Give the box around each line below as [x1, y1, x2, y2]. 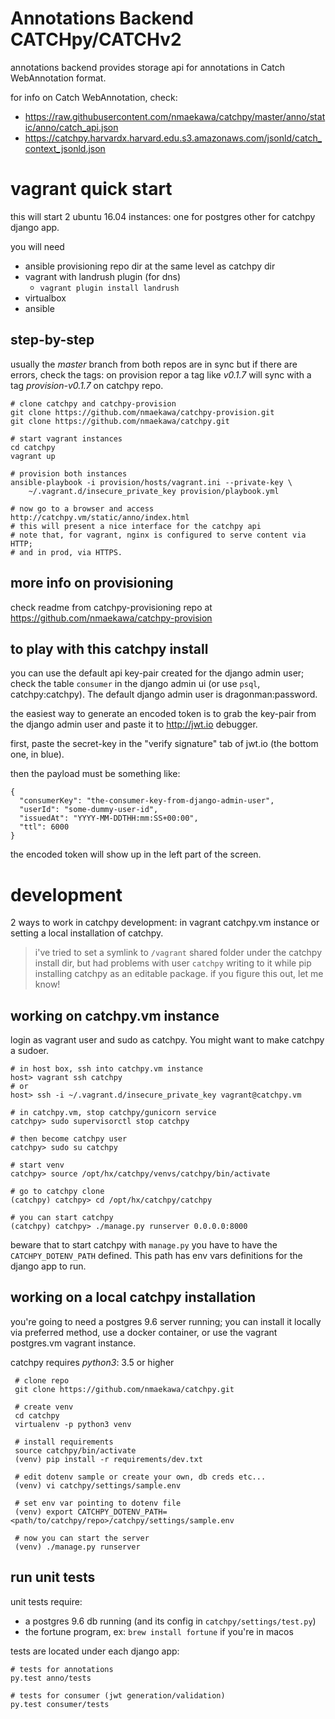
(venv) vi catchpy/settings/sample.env [14, 1480, 182, 1491]
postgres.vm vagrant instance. [10, 1337, 137, 1349]
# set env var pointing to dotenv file [14, 1498, 182, 1508]
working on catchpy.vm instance [10, 1007, 220, 1024]
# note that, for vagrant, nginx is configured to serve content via [10, 530, 307, 540]
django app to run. [10, 1260, 87, 1272]
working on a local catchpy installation [10, 1289, 257, 1306]
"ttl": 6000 [19, 822, 70, 832]
